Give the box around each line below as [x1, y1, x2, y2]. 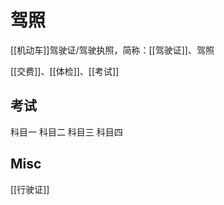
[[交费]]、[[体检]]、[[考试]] [10, 65, 120, 77]
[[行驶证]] [10, 183, 50, 195]
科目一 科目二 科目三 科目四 [10, 126, 123, 138]
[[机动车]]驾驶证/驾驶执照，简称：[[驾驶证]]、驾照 [10, 44, 215, 56]
